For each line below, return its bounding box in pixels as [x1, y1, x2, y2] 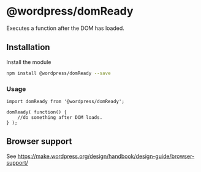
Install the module [6, 58, 51, 65]
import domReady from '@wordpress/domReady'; [6, 98, 124, 104]
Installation [6, 42, 50, 52]
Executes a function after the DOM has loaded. [6, 24, 124, 32]
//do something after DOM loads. [17, 114, 103, 120]
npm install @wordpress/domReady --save [6, 70, 112, 76]
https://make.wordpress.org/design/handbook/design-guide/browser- [17, 152, 195, 160]
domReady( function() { [6, 109, 67, 115]
